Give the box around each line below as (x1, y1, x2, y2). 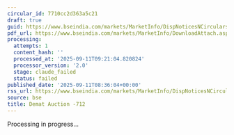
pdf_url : (7, 29, 33, 37)
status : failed (13, 74, 58, 82)
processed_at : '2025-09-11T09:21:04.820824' (13, 56, 145, 63)
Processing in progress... (7, 120, 79, 128)
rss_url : (7, 88, 33, 95)
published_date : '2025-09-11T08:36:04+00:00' (7, 81, 141, 88)
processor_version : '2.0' (13, 62, 89, 69)
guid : (7, 23, 23, 30)
